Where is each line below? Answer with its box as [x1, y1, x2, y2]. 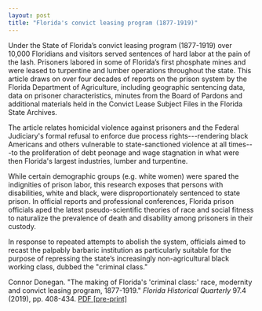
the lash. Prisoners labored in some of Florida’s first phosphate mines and [8, 57, 246, 67]
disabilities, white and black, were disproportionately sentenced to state [8, 188, 241, 198]
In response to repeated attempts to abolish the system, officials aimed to [8, 237, 246, 246]
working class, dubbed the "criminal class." [8, 261, 148, 272]
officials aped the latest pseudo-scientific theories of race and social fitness [8, 205, 254, 214]
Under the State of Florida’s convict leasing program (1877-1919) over [8, 40, 233, 50]
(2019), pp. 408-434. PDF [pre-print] [8, 294, 128, 303]
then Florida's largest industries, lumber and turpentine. [8, 156, 188, 165]
